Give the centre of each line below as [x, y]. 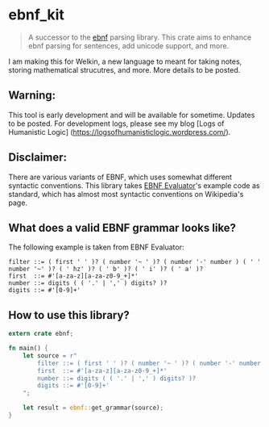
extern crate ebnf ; [41, 334]
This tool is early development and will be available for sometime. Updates [132, 115]
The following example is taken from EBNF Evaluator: [96, 247]
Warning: [32, 96]
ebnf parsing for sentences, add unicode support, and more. [128, 45]
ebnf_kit [36, 15]
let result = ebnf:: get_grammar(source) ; [93, 408]
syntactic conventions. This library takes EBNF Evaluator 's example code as [134, 185]
